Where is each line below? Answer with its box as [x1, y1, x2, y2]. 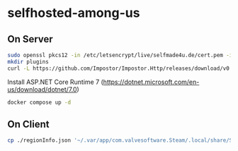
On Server [7, 33, 53, 45]
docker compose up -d [7, 99, 72, 106]
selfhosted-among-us [7, 5, 140, 21]
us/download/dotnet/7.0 [7, 85, 77, 93]
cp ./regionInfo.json [7, 137, 72, 144]
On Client [7, 118, 50, 130]
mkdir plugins [7, 58, 50, 65]
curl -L [7, 65, 30, 72]
